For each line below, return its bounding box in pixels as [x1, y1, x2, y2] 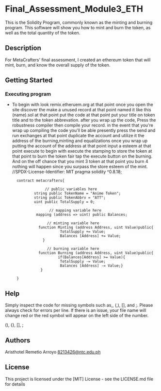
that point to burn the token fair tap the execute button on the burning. [12, 153, 153, 159]
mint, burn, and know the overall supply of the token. [5, 62, 111, 68]
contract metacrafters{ [16, 178, 64, 183]
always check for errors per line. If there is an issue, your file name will [5, 307, 146, 313]
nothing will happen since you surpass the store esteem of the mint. [12, 164, 148, 170]
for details [5, 381, 25, 387]
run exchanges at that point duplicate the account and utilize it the [12, 133, 145, 139]
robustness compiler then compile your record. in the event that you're [12, 123, 154, 128]
